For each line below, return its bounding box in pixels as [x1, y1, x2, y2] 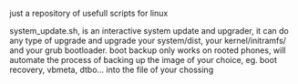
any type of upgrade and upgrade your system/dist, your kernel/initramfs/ [9, 36, 287, 46]
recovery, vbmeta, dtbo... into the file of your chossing [9, 64, 214, 75]
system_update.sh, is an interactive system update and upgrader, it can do [9, 26, 289, 36]
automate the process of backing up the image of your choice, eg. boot [9, 55, 278, 65]
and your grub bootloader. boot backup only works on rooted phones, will [9, 45, 286, 56]
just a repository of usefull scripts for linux [9, 8, 169, 18]
